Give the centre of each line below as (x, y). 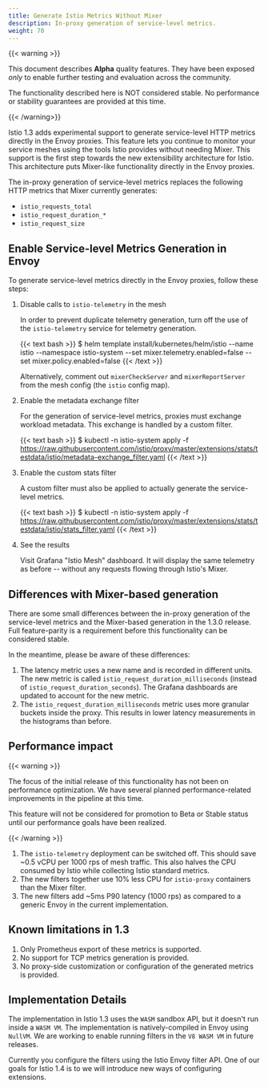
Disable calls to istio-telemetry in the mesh (93, 305)
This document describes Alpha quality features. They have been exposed (132, 69)
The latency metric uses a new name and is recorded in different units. (136, 670)
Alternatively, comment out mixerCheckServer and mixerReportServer (132, 377)
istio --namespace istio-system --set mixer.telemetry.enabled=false (132, 353)
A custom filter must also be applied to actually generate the (119, 488)
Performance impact (61, 746)
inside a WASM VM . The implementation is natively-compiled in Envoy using (128, 1028)
